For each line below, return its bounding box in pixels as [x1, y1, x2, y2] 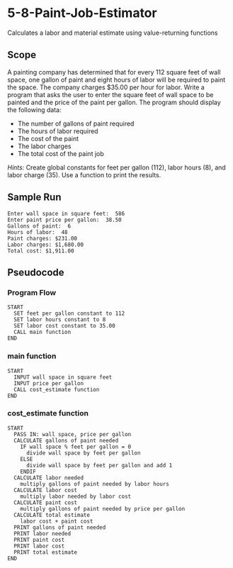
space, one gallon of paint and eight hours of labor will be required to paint [7, 75, 225, 84]
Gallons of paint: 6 [7, 222, 72, 230]
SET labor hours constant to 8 [13, 316, 106, 323]
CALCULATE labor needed [13, 474, 84, 481]
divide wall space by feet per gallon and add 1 [25, 462, 173, 469]
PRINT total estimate [13, 548, 78, 556]
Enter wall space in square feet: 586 [7, 210, 125, 217]
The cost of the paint [17, 134, 79, 143]
